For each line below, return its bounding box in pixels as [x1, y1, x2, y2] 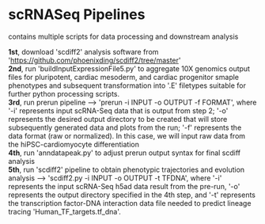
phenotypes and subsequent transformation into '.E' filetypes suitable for [8, 81, 247, 90]
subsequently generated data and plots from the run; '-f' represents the [8, 123, 242, 132]
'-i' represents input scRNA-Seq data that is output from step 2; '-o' [8, 105, 229, 116]
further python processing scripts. [8, 89, 120, 98]
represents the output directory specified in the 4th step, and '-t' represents [8, 190, 256, 199]
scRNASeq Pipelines [8, 6, 146, 24]
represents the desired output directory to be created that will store [8, 114, 228, 123]
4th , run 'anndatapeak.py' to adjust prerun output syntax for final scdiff [8, 148, 241, 158]
